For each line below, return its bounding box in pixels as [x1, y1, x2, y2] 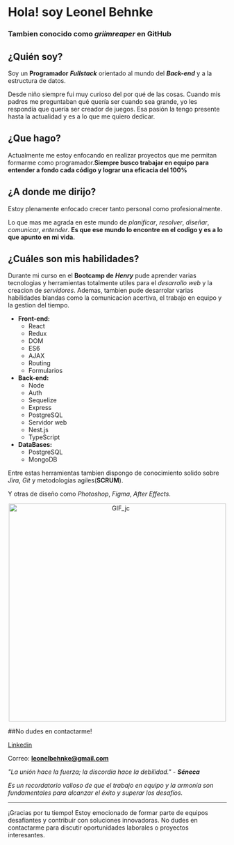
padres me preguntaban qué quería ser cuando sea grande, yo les [8, 97, 197, 105]
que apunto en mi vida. [8, 233, 76, 241]
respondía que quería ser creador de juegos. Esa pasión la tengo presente [8, 105, 220, 113]
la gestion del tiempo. [8, 301, 70, 310]
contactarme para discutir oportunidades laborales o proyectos [8, 823, 190, 832]
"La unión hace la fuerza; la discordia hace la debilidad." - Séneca [8, 768, 200, 776]
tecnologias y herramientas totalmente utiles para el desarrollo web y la [8, 279, 212, 287]
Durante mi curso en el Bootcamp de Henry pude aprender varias [8, 271, 197, 280]
